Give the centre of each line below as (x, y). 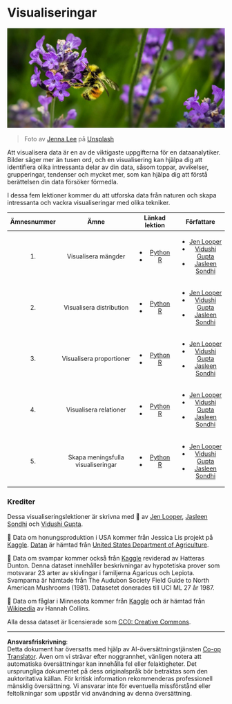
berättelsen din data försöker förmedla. (63, 182)
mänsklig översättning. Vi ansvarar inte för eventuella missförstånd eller (109, 686)
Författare (200, 221)
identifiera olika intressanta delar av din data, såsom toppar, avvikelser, (108, 167)
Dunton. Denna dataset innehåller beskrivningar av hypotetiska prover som (114, 565)
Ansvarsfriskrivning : (38, 642)
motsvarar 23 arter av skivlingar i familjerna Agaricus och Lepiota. (101, 573)
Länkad (155, 218)
